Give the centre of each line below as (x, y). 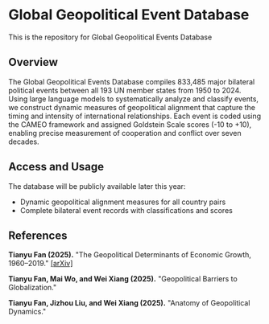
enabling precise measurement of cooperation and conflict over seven (125, 133)
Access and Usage (56, 167)
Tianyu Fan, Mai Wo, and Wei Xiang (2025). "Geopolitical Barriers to (123, 279)
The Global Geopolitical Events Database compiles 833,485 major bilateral (132, 81)
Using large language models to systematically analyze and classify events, (134, 99)
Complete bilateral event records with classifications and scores (126, 210)
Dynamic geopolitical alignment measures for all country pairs (123, 202)
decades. (24, 141)
